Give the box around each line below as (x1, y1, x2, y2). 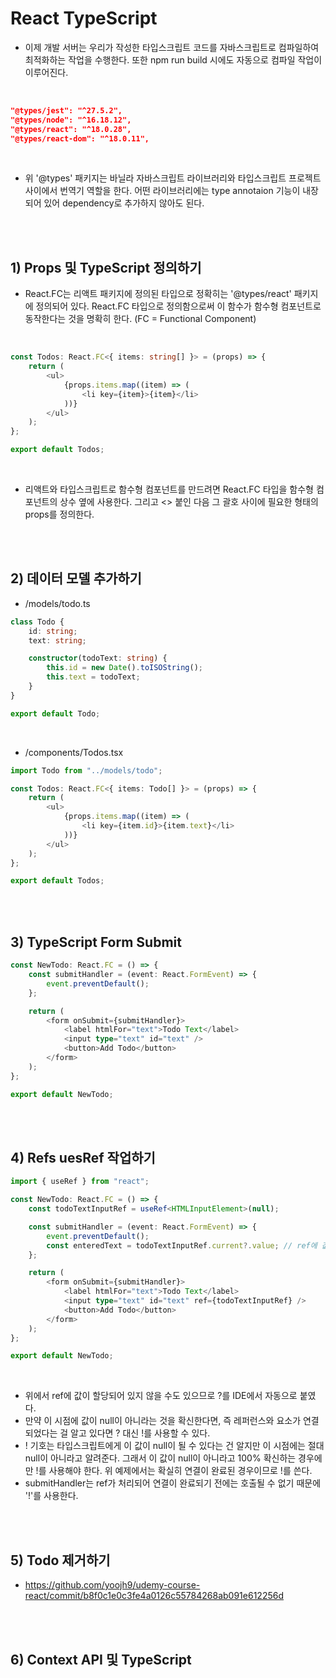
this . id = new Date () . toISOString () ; (46, 663, 203, 673)
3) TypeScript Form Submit (10, 933, 182, 951)
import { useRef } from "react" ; (10, 1177, 150, 1187)
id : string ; (28, 626, 78, 636)
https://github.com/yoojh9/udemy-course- (24, 1579, 201, 1591)
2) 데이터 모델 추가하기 (10, 570, 142, 587)
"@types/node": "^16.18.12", (10, 115, 132, 125)
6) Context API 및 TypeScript (10, 1651, 192, 1668)
